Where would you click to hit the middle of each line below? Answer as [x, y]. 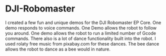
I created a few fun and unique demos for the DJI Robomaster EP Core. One [83, 22]
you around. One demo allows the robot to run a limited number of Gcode [81, 33]
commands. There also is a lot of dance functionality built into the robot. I [80, 38]
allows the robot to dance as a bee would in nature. [58, 49]
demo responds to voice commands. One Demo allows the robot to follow [81, 27]
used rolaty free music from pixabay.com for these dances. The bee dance [82, 43]
